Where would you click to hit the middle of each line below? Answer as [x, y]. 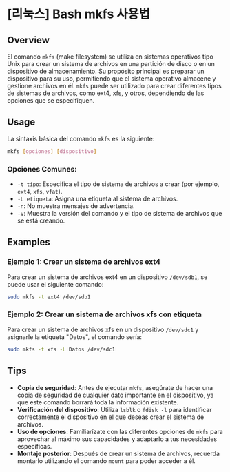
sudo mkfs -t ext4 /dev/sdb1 [49, 297]
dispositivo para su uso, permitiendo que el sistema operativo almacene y [112, 79]
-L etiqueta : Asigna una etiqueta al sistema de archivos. [97, 198]
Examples [29, 242]
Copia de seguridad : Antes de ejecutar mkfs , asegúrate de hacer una [115, 387]
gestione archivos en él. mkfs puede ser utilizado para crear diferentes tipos [114, 86]
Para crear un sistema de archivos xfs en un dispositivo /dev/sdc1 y [103, 329]
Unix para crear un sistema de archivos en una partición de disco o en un [111, 64]
